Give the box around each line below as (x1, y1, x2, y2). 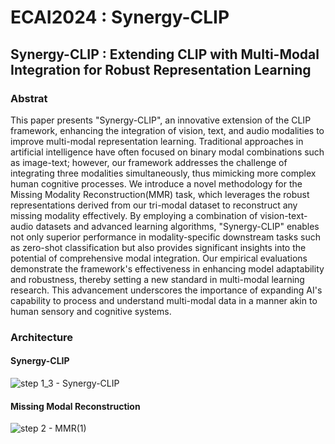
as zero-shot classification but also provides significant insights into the (10, 241, 307, 253)
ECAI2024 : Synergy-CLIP (10, 6, 230, 29)
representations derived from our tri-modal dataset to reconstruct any (10, 199, 298, 211)
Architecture (10, 330, 74, 344)
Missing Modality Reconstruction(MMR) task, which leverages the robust (10, 188, 310, 200)
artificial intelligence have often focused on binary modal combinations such (10, 146, 325, 158)
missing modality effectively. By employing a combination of (10, 209, 258, 221)
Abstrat (10, 91, 48, 105)
